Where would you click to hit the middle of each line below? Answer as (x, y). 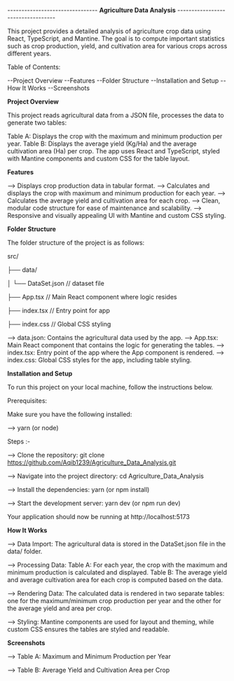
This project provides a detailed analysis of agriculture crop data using (109, 31)
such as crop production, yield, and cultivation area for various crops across (117, 46)
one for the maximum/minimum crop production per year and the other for (115, 601)
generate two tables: (37, 123)
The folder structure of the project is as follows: (76, 242)
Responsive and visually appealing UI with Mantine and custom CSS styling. (117, 215)
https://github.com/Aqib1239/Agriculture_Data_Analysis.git (92, 462)
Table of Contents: (34, 67)
